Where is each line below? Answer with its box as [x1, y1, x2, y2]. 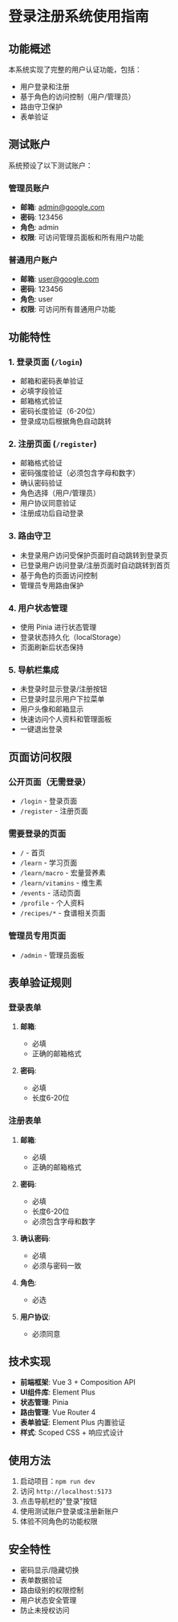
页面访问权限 [8, 750, 72, 764]
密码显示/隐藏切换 [19, 1565, 79, 1575]
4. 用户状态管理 [8, 602, 68, 613]
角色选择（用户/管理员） [19, 488, 100, 498]
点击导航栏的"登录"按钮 [19, 1497, 98, 1506]
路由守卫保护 [19, 102, 63, 111]
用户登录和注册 [19, 82, 70, 91]
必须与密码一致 [31, 1260, 82, 1270]
